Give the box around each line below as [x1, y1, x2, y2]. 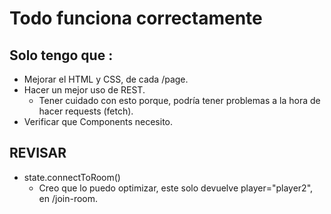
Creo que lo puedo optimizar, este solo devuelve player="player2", [38, 182, 314, 194]
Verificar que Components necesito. [23, 116, 174, 127]
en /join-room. [38, 192, 99, 204]
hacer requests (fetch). [38, 105, 134, 117]
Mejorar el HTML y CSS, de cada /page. [23, 73, 189, 85]
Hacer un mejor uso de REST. [23, 84, 146, 96]
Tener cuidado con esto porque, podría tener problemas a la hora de [38, 95, 321, 106]
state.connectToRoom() [23, 171, 121, 183]
